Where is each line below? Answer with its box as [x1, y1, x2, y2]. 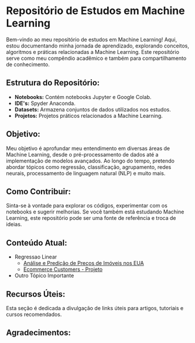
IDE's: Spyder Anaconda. [14, 100, 76, 107]
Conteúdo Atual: [6, 237, 67, 247]
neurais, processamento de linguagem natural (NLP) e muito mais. [6, 169, 166, 176]
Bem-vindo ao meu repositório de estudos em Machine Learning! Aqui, [6, 36, 177, 43]
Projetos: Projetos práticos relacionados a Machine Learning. [14, 112, 163, 119]
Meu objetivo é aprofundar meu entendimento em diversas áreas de [6, 145, 170, 152]
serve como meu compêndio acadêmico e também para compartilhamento [6, 55, 187, 62]
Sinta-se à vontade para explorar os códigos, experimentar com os [6, 202, 168, 209]
